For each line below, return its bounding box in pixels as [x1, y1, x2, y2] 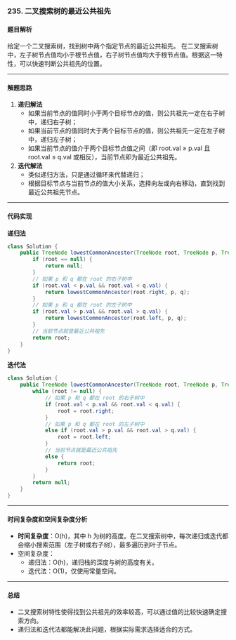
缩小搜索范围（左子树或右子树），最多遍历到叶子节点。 [23, 540, 181, 549]
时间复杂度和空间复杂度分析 [7, 514, 88, 524]
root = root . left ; [57, 434, 112, 441]
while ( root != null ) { [32, 388, 102, 395]
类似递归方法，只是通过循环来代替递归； [27, 171, 145, 179]
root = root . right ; [57, 407, 114, 415]
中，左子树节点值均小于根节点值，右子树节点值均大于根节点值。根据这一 [7, 51, 216, 59]
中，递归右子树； [27, 118, 78, 126]
